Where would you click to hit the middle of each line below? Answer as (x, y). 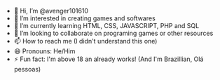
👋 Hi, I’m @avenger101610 (51, 11)
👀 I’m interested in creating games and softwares (84, 18)
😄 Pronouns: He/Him (44, 51)
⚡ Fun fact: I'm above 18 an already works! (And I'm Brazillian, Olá (109, 59)
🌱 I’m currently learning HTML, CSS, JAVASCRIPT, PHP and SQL (106, 26)
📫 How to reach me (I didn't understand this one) (85, 41)
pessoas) (27, 69)
